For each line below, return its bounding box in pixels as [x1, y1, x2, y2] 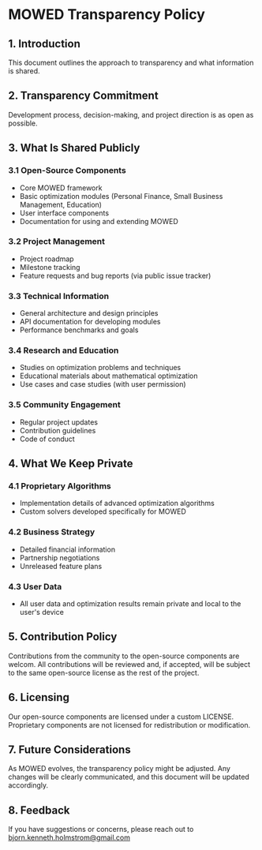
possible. [8, 118, 38, 128]
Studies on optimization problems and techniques [19, 363, 182, 373]
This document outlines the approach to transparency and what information [8, 58, 254, 67]
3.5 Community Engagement [8, 399, 121, 410]
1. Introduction [8, 37, 80, 51]
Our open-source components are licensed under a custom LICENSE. [8, 712, 234, 721]
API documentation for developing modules [19, 317, 161, 327]
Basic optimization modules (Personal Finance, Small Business [19, 191, 223, 200]
